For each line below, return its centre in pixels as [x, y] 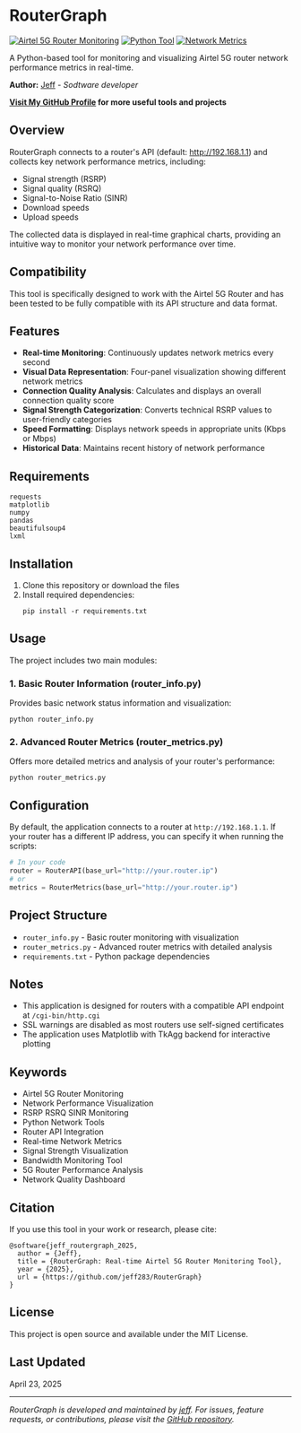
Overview [37, 130]
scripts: [23, 846]
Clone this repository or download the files [101, 585]
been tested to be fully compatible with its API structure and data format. [143, 303]
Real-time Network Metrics [72, 1142]
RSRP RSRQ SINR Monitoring [75, 1113]
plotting [36, 1044]
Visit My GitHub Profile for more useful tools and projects [118, 102]
